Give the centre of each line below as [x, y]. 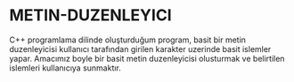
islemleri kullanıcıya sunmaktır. [65, 68]
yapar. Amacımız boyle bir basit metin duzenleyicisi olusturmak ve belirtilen [147, 58]
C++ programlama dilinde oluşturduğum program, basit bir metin [128, 40]
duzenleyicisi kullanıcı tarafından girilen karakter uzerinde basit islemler [140, 48]
